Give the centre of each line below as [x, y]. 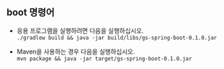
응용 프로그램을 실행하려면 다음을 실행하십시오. [80, 31]
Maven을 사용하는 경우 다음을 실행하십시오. [76, 52]
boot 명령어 [31, 13]
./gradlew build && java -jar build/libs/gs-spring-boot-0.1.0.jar [117, 38]
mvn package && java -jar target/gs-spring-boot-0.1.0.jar [104, 59]
